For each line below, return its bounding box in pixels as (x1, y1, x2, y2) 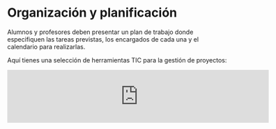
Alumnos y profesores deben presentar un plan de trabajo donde (7, 28, 194, 36)
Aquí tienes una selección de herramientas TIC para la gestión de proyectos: (7, 55, 227, 64)
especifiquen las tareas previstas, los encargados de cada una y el (7, 35, 199, 43)
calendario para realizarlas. (7, 42, 86, 51)
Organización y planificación (7, 5, 178, 21)
